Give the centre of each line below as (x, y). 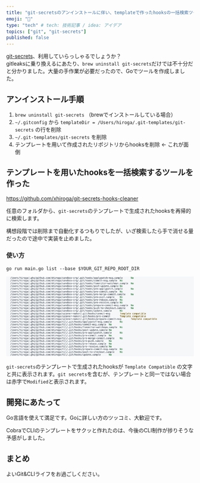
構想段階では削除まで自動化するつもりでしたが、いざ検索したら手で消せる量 (100, 231)
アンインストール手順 (45, 99)
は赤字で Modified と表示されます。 (48, 382)
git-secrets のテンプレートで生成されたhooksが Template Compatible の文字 (99, 367)
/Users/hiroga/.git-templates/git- (142, 122)
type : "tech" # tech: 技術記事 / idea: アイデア (64, 25)
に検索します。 (24, 218)
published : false (28, 38)
